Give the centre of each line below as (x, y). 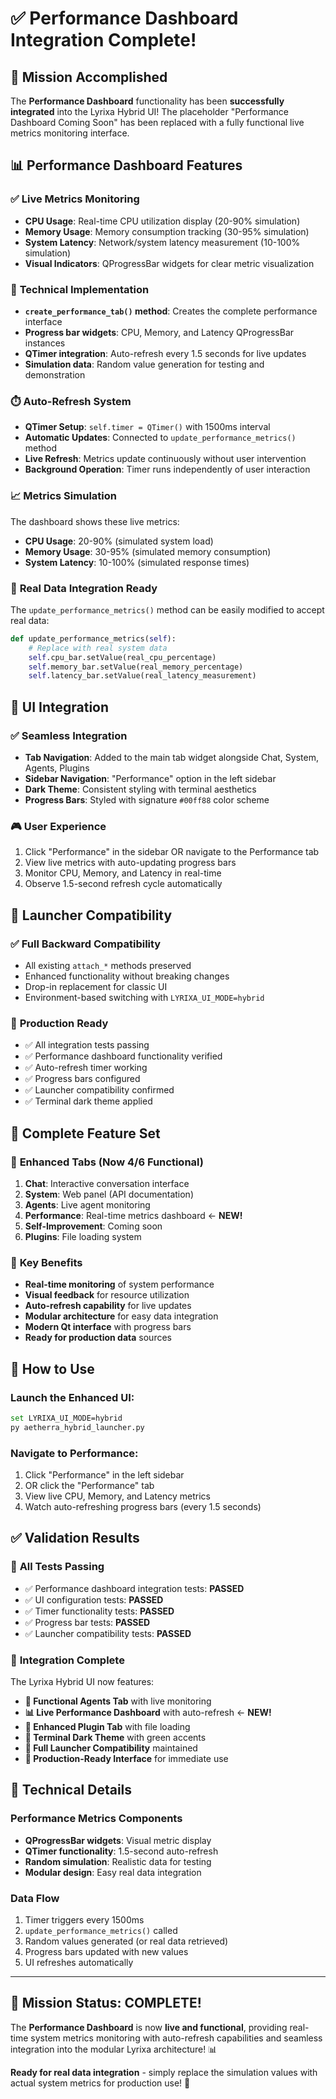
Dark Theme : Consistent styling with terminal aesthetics (140, 789)
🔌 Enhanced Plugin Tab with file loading (107, 1726)
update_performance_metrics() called (101, 1930)
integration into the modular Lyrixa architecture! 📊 (114, 2049)
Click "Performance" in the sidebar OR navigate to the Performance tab (172, 852)
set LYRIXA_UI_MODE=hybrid (66, 1418)
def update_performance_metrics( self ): (93, 638)
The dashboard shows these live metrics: (95, 521)
